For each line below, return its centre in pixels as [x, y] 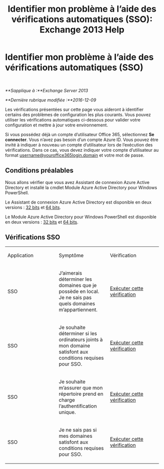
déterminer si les [78, 333]
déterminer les [75, 279]
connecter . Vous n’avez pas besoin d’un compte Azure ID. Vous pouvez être [82, 140]
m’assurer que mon [81, 387]
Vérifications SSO [32, 237]
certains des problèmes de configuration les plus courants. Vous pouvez [78, 114]
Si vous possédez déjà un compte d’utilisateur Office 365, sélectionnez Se [80, 134]
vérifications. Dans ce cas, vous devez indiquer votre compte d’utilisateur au [82, 150]
